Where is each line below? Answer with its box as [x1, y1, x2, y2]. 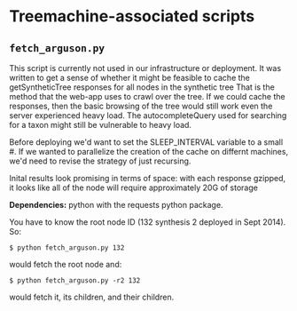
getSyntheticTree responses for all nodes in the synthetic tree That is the [9, 82, 275, 92]
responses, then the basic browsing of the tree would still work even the [9, 100, 273, 111]
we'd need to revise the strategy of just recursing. [9, 155, 191, 166]
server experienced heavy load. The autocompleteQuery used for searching [9, 110, 287, 121]
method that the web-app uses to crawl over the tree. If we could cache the [9, 92, 285, 101]
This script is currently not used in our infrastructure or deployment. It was [9, 63, 282, 73]
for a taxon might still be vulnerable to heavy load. [9, 120, 192, 130]
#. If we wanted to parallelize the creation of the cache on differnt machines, [9, 147, 289, 156]
